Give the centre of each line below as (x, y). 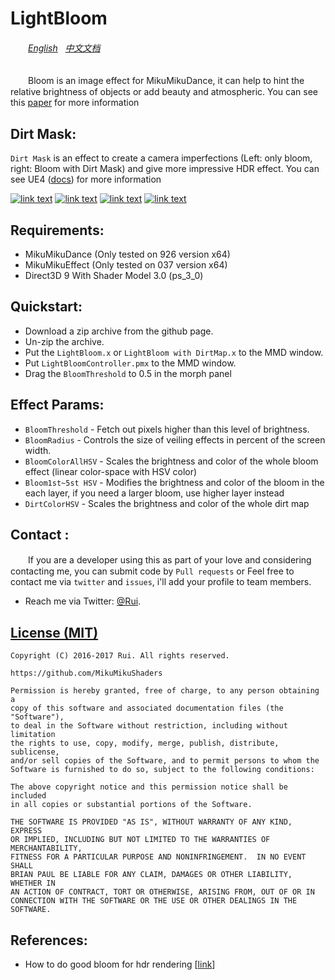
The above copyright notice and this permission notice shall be (149, 787)
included (28, 796)
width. (38, 450)
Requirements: (57, 230)
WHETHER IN (33, 883)
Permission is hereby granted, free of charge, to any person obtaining (165, 691)
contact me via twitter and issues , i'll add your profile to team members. (161, 582)
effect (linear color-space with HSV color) (111, 471)
